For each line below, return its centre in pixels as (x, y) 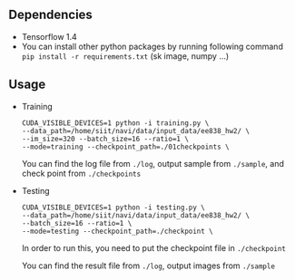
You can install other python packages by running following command (152, 46)
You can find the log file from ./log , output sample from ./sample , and (153, 163)
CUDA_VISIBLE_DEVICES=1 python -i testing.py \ (113, 208)
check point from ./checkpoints (81, 173)
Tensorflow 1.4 (49, 36)
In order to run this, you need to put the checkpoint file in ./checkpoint (154, 247)
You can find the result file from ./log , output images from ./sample (148, 266)
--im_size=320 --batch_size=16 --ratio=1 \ (105, 139)
